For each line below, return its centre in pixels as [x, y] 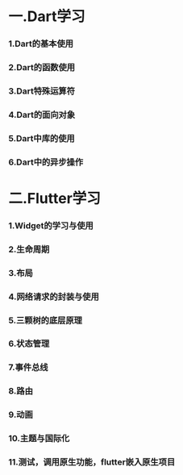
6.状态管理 [29, 344]
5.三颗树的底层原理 [46, 320]
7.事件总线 [28, 368]
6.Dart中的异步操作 [46, 162]
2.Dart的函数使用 [42, 68]
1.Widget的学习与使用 [51, 225]
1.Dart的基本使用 [41, 44]
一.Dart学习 [47, 17]
